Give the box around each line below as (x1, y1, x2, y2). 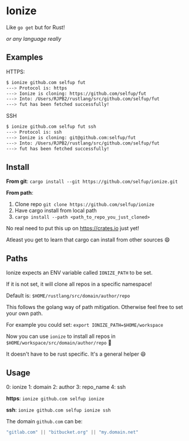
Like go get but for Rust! (6, 24, 65, 31)
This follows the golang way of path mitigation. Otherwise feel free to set (6, 304, 183, 311)
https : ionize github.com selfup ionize (6, 395, 105, 402)
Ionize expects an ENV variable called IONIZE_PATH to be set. (6, 269, 153, 276)
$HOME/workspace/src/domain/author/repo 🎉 (6, 339, 112, 346)
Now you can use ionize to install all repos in (6, 333, 116, 340)
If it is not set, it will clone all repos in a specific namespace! (6, 281, 152, 288)
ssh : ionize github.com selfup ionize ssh (6, 406, 111, 413)
